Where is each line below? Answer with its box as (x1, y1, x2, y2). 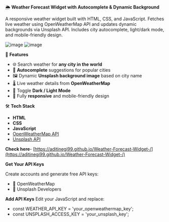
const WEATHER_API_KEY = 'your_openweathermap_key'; (12, 206, 134, 211)
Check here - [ (5, 146, 35, 152)
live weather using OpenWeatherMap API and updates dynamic (5, 21, 137, 27)
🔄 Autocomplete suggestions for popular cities (12, 67, 111, 73)
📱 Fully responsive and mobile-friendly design (12, 93, 109, 99)
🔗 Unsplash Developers (12, 186, 62, 192)
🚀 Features (5, 52, 29, 57)
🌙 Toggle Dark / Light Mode (12, 87, 71, 94)
